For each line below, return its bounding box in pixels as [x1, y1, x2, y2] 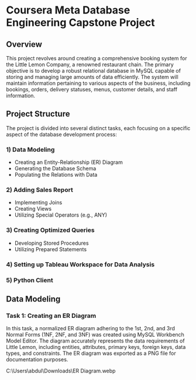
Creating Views [14, 206, 51, 213]
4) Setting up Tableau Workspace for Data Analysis [6, 260, 155, 268]
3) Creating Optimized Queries [6, 226, 95, 234]
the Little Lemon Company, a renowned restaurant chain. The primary [6, 61, 174, 68]
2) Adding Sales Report [6, 186, 73, 194]
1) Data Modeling [6, 145, 55, 153]
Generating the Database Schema [14, 165, 97, 172]
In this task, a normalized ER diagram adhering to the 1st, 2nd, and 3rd [6, 325, 176, 332]
